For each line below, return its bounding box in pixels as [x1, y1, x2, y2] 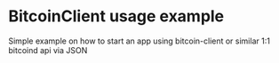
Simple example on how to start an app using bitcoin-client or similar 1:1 [8, 35, 270, 46]
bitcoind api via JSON [8, 44, 88, 55]
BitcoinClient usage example [8, 6, 225, 27]
